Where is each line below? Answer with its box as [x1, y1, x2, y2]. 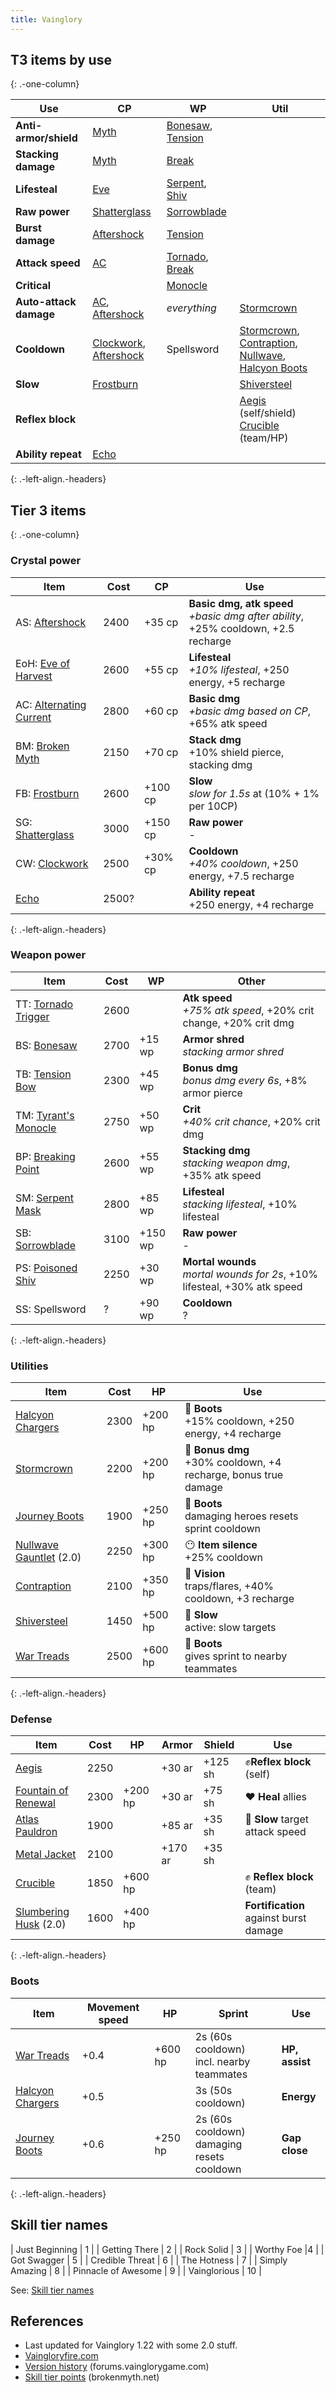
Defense [10, 1712, 53, 1726]
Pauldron [15, 1825, 58, 1839]
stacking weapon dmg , [182, 1156, 291, 1170]
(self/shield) [239, 406, 297, 420]
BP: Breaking [15, 1149, 76, 1163]
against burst [244, 1911, 307, 1925]
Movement [86, 2000, 140, 2014]
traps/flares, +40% [184, 1579, 274, 1593]
